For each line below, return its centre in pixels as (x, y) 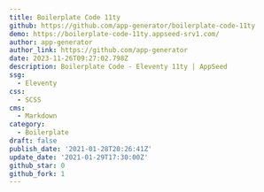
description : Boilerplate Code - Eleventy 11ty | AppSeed (118, 67)
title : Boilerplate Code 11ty (65, 17)
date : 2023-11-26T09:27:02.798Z (69, 58)
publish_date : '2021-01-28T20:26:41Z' (81, 149)
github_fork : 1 (37, 173)
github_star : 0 (37, 165)
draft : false (33, 141)
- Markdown (37, 116)
